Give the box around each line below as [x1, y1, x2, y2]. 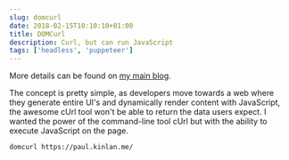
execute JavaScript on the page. [9, 125, 129, 136]
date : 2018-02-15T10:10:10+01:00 [9, 21, 134, 30]
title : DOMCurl [9, 29, 66, 38]
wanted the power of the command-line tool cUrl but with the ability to [9, 116, 268, 127]
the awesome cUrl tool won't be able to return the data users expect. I [9, 107, 267, 117]
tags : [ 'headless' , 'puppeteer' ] [9, 46, 134, 55]
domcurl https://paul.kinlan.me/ [9, 143, 134, 152]
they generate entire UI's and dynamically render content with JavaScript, [9, 97, 281, 108]
